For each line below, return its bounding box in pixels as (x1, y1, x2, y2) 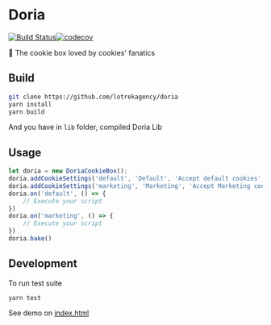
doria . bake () (8, 235, 52, 243)
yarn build (8, 107, 45, 116)
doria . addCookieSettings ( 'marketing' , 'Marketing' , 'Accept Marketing (8, 181, 251, 190)
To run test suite (8, 278, 63, 288)
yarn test (8, 294, 42, 302)
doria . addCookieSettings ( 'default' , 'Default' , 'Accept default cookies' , (8, 175, 265, 183)
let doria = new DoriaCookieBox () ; (8, 167, 128, 175)
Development (8, 256, 78, 271)
